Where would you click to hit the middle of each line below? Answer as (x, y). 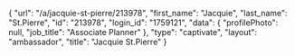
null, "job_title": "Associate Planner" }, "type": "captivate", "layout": (133, 32)
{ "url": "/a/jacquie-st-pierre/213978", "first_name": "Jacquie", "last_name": (148, 13)
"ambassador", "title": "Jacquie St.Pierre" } (88, 42)
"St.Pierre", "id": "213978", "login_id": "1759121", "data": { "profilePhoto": (143, 23)
